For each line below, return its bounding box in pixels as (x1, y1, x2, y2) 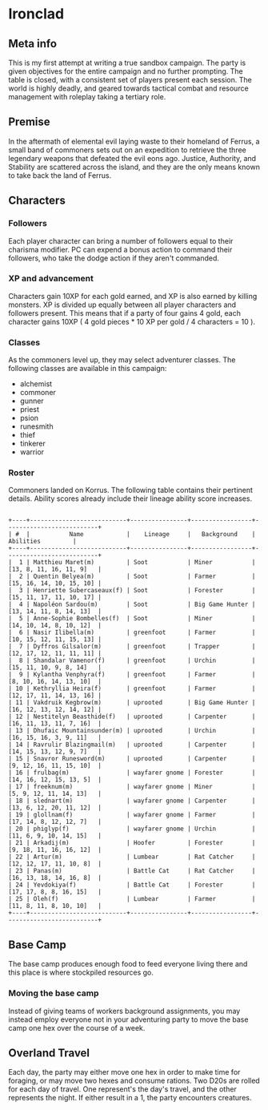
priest (19, 405, 40, 414)
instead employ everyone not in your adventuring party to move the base (8, 1015, 249, 1024)
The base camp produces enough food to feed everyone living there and (8, 959, 248, 969)
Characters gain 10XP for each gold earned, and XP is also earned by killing (8, 291, 258, 301)
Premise (8, 115, 50, 129)
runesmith (19, 422, 54, 431)
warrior (19, 447, 45, 457)
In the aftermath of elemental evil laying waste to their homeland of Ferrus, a (8, 136, 260, 146)
